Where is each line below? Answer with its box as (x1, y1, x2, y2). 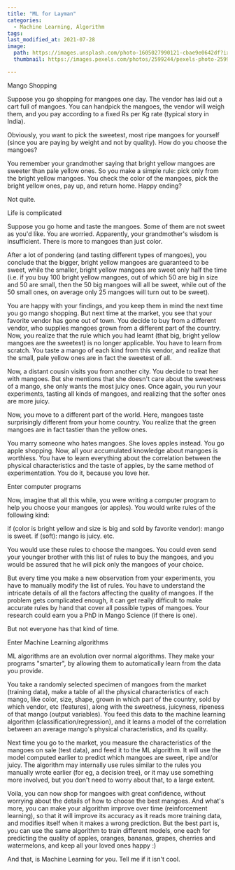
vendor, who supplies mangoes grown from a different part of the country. (7, 324, 222, 332)
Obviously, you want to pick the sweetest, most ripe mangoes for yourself (7, 130, 220, 139)
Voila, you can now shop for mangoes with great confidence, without (7, 789, 206, 797)
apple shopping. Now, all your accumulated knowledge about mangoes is (7, 446, 218, 455)
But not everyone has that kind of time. (7, 624, 120, 633)
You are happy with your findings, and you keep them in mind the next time (7, 301, 224, 310)
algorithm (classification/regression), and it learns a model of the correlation (7, 717, 227, 726)
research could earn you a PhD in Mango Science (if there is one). (7, 611, 198, 619)
